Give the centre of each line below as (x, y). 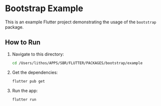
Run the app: (25, 90)
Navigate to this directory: (38, 54)
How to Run (23, 43)
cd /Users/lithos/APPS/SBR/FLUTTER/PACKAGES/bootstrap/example (77, 63)
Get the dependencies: (35, 72)
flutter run (24, 99)
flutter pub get (28, 81)
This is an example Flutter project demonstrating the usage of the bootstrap (81, 22)
